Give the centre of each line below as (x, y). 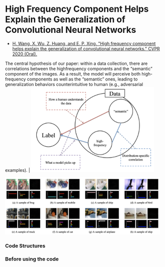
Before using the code (32, 259)
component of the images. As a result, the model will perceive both (73, 74)
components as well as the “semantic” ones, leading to (82, 79)
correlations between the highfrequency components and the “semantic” (79, 68)
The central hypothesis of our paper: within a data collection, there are (77, 63)
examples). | (18, 170)
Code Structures (25, 245)
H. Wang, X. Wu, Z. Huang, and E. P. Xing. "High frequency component (84, 43)
